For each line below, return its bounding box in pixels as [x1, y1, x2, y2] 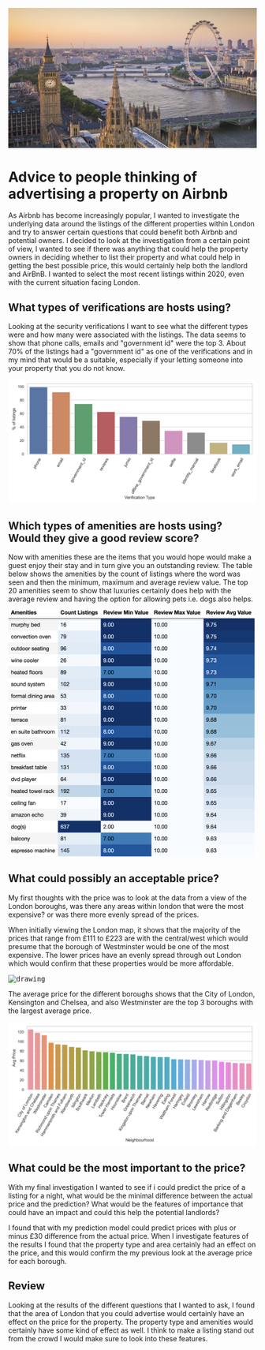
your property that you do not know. [8, 364, 125, 373]
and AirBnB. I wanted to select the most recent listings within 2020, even [8, 269, 244, 279]
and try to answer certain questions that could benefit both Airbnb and [8, 227, 238, 237]
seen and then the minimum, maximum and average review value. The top [8, 578, 248, 587]
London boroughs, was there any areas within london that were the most [8, 901, 244, 911]
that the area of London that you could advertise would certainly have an [8, 1308, 244, 1318]
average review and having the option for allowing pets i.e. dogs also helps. [8, 594, 254, 604]
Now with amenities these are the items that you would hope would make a [8, 552, 252, 562]
